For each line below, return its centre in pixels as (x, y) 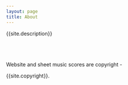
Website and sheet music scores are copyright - (64, 64)
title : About (22, 17)
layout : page (22, 11)
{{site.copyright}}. (28, 76)
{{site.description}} (29, 33)
